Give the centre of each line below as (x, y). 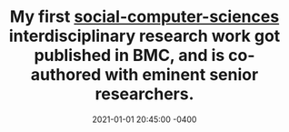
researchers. (144, 94)
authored (66, 75)
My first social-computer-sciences (144, 17)
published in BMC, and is (130, 56)
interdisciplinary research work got (144, 36)
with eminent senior (182, 75)
